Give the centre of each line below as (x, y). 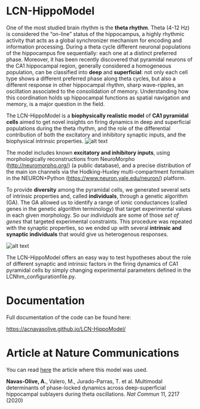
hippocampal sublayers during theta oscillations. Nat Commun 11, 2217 (93, 394)
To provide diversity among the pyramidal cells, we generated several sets (99, 189)
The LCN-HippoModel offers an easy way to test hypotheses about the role (99, 257)
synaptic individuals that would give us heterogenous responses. (87, 234)
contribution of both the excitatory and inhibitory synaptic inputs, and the (96, 134)
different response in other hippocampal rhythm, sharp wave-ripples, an (95, 84)
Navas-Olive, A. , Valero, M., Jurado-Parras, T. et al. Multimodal (84, 381)
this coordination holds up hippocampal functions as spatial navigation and (99, 98)
